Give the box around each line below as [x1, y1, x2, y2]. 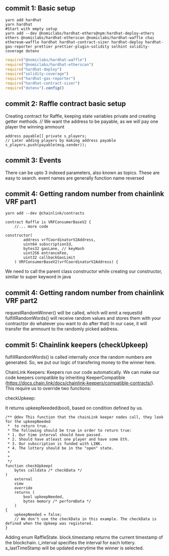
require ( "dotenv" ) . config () [5, 85, 65, 91]
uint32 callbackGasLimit [23, 255, 76, 260]
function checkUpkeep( [5, 463, 53, 468]
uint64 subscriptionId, [23, 242, 73, 247]
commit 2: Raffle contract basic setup [5, 100, 126, 108]
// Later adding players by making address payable [5, 138, 116, 143]
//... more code [14, 224, 49, 229]
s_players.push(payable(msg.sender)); [5, 142, 87, 147]
